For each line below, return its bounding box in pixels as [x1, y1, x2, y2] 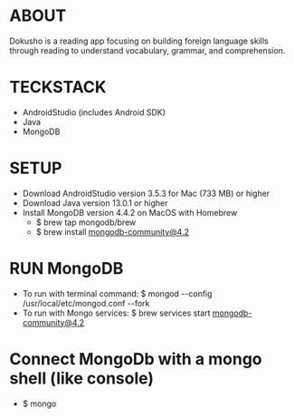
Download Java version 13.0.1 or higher [22, 197, 168, 209]
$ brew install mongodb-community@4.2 [35, 226, 190, 237]
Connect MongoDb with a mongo [9, 348, 262, 369]
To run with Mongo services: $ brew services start [22, 307, 211, 318]
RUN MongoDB [9, 258, 124, 278]
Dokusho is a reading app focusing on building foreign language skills [9, 35, 270, 46]
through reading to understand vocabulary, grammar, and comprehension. [9, 44, 286, 55]
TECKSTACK [9, 77, 107, 98]
